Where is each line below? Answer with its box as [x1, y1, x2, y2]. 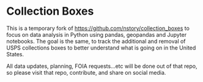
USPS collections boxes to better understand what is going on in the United [6, 44, 196, 51]
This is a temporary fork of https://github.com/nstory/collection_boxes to [6, 24, 190, 32]
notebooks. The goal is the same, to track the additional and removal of [6, 37, 186, 45]
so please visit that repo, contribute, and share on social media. [6, 69, 166, 76]
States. [6, 50, 24, 58]
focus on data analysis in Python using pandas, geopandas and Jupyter [6, 31, 187, 38]
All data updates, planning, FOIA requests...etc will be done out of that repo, [6, 62, 197, 70]
